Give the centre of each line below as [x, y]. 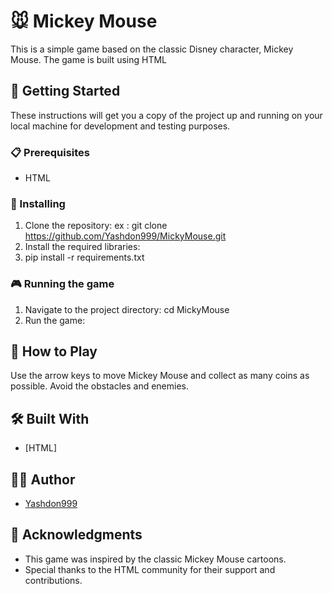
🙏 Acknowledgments [76, 535]
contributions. [53, 580]
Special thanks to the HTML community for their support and [150, 569]
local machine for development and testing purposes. [120, 126]
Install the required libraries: [82, 247]
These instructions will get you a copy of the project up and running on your [166, 115]
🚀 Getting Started [65, 91]
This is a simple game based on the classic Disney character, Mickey [152, 49]
